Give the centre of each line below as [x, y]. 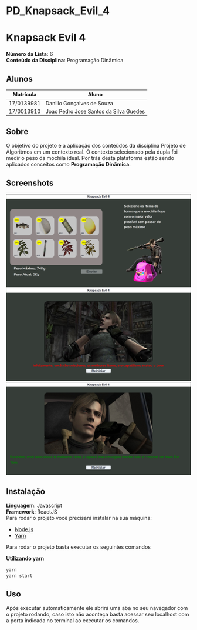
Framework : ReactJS [32, 512]
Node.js [24, 529]
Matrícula [25, 95]
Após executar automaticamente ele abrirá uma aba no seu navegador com [97, 608]
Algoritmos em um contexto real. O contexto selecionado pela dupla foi [92, 152]
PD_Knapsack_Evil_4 [58, 11]
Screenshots [30, 183]
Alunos [20, 79]
